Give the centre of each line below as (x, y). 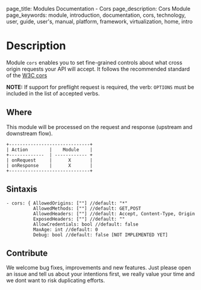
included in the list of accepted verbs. (53, 93)
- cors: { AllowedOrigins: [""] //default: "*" (67, 203)
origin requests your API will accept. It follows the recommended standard (98, 69)
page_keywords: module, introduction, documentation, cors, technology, (96, 15)
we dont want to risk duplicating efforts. (56, 280)
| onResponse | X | (50, 165)
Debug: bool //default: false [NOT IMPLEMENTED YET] (100, 235)
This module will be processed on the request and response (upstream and (99, 127)
